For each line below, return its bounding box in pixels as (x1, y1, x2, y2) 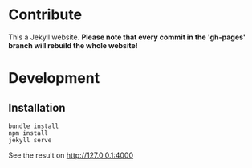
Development (8, 69, 100, 88)
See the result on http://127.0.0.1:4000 (8, 150, 134, 160)
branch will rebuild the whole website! (8, 40, 138, 50)
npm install (8, 129, 48, 137)
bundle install (8, 122, 59, 130)
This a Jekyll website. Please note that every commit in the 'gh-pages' (8, 32, 246, 42)
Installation (8, 100, 66, 114)
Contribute (8, 6, 83, 24)
